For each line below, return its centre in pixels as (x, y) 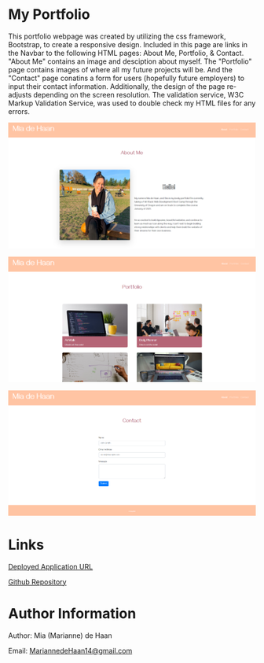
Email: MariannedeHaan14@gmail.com (70, 650)
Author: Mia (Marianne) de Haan (60, 635)
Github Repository (37, 582)
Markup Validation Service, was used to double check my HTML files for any (132, 103)
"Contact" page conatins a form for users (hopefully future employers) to (126, 78)
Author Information (72, 613)
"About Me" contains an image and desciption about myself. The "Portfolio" (130, 61)
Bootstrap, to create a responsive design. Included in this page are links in (128, 44)
